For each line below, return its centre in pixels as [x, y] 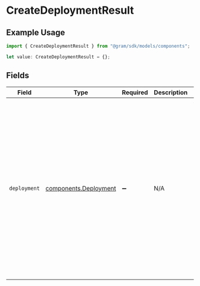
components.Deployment [81, 188]
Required [135, 92]
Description [171, 92]
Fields [18, 76]
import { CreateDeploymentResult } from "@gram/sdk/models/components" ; [98, 46]
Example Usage [36, 33]
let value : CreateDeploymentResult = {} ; [58, 57]
